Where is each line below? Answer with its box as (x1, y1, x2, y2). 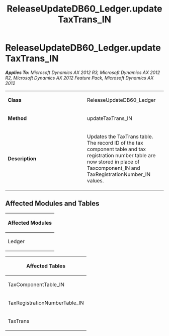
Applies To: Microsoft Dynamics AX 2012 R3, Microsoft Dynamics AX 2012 (5, 69, 160, 76)
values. (87, 177, 104, 184)
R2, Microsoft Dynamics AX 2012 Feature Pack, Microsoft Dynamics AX (5, 75, 154, 81)
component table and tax (87, 146, 146, 153)
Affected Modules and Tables (5, 199, 100, 208)
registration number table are (87, 152, 156, 159)
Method (8, 114, 27, 121)
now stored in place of (87, 158, 140, 165)
